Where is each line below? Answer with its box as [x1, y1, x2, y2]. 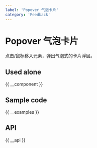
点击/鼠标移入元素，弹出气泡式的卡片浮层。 [5, 53, 95, 59]
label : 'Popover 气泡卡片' [5, 7, 59, 13]
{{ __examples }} [5, 109, 39, 115]
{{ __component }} [5, 81, 43, 87]
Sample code [5, 96, 47, 104]
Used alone [5, 67, 42, 76]
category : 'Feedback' [5, 12, 51, 17]
